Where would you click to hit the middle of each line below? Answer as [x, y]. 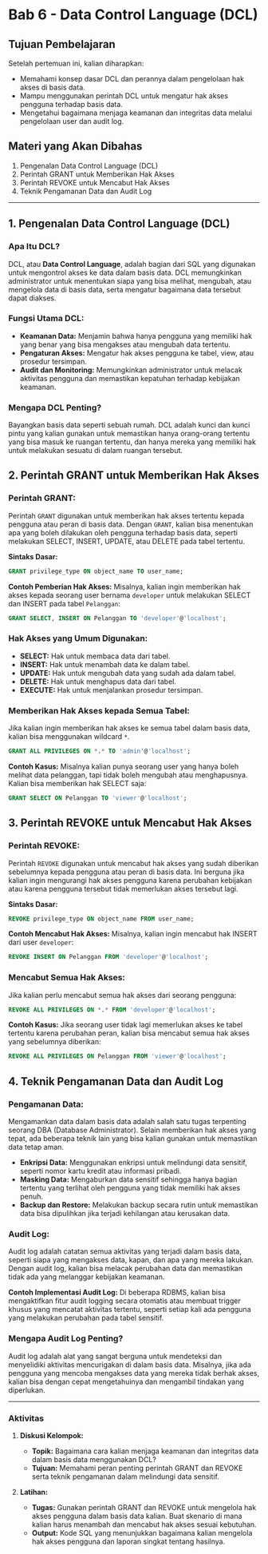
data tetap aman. [36, 1147]
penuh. [32, 1197]
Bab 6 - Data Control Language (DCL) [133, 15]
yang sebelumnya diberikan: [55, 1042]
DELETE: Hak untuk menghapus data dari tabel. [98, 682]
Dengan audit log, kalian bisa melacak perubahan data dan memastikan [126, 1269]
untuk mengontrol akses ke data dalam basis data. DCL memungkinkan [125, 272]
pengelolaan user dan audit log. [72, 121]
